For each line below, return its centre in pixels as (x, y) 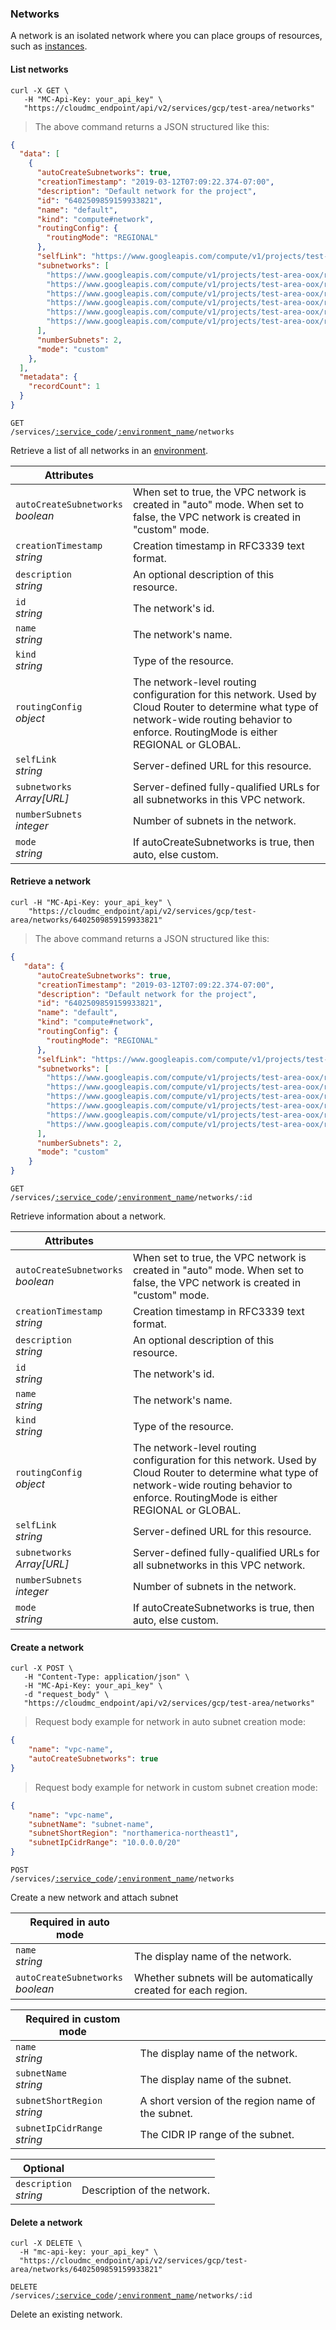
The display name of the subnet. (215, 2080)
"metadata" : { (48, 377)
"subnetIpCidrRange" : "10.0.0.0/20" (105, 1843)
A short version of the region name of (227, 2101)
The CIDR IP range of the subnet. (217, 2135)
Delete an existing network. (66, 2314)
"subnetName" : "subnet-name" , (91, 1824)
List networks (39, 69)
